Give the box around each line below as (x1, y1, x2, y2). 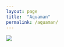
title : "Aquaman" (6, 14, 51, 20)
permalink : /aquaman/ (6, 19, 59, 25)
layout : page (6, 8, 38, 15)
